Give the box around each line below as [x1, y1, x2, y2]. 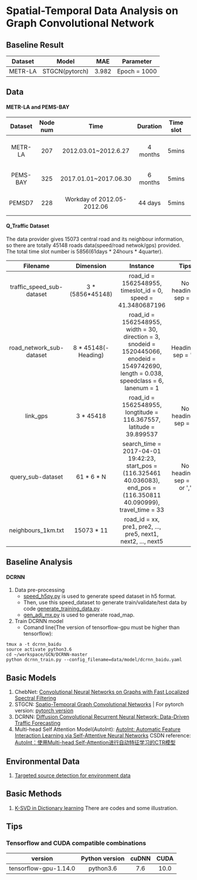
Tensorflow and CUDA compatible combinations [6, 839, 147, 847]
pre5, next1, [125, 530, 159, 538]
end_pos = [127, 483, 157, 492]
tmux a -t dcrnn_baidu [6, 641, 62, 648]
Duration [137, 122, 162, 130]
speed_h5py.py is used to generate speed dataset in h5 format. [23, 593, 176, 600]
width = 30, [125, 325, 158, 333]
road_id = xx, [124, 515, 160, 523]
